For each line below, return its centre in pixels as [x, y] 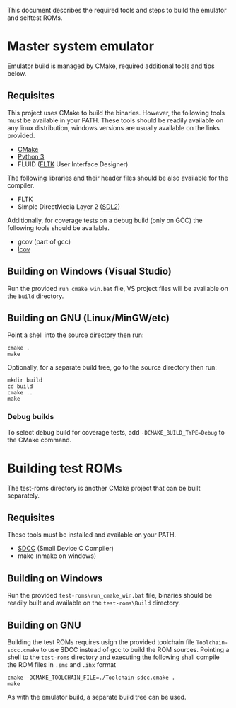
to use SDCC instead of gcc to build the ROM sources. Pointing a [135, 650]
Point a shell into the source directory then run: [76, 335]
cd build [20, 387]
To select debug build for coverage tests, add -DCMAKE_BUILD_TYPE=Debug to [116, 432]
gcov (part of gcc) [44, 241]
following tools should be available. [58, 228]
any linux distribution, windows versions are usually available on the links [114, 127]
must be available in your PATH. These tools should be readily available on [116, 120]
